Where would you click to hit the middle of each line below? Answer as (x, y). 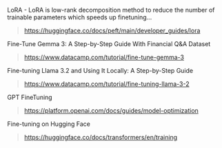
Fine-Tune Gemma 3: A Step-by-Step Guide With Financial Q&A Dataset (109, 44)
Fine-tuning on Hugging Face (49, 124)
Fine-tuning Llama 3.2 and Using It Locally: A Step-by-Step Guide (100, 71)
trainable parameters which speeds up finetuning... (80, 17)
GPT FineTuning (30, 97)
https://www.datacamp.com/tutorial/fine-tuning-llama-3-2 (107, 84)
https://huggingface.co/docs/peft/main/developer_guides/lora (112, 31)
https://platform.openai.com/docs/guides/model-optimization (111, 110)
